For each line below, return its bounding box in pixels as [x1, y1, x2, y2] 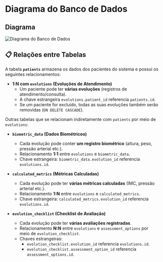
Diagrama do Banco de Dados [5, 3, 128, 15]
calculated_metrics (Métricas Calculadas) [12, 170, 99, 177]
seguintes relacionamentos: [5, 71, 61, 77]
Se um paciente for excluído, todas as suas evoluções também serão [19, 101, 159, 107]
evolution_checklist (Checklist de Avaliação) [12, 211, 106, 216]
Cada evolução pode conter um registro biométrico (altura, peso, [19, 141, 153, 146]
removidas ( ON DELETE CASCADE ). [19, 107, 84, 113]
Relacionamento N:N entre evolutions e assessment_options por [19, 225, 149, 231]
